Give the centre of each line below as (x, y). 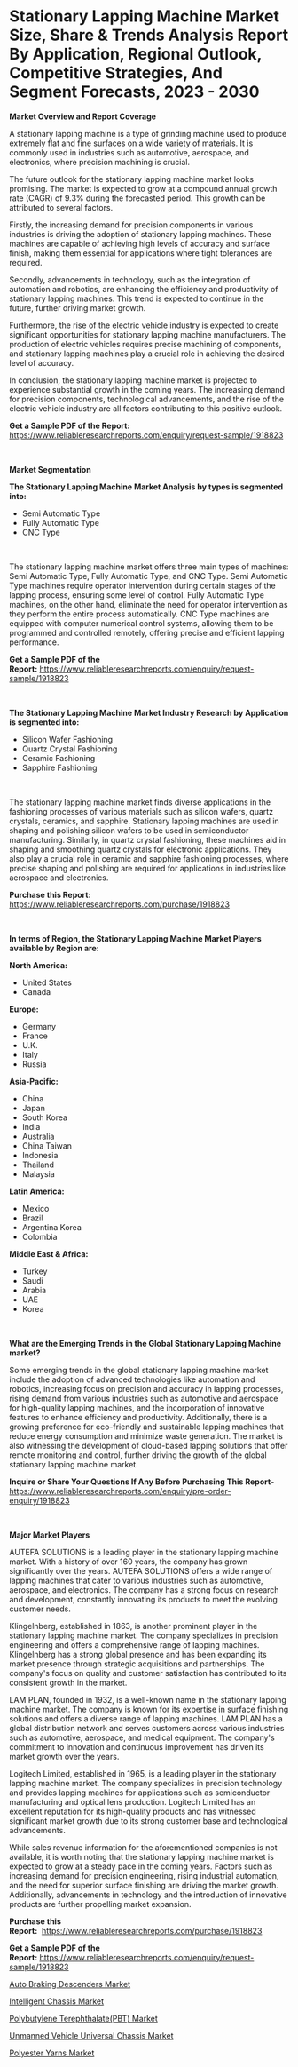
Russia (34, 1064)
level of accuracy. (42, 362)
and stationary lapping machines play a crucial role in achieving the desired (147, 354)
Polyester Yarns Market (52, 2053)
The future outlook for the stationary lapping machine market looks (132, 179)
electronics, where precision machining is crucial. (100, 162)
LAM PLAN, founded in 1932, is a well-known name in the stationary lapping (148, 1699)
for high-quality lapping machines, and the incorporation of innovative (137, 1407)
